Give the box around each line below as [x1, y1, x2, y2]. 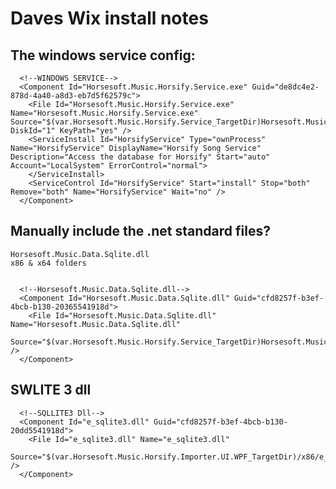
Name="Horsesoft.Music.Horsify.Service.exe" [10, 108, 199, 118]
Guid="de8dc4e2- [251, 82, 320, 92]
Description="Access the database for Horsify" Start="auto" [10, 152, 271, 162]
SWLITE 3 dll [10, 382, 92, 399]
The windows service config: [10, 47, 196, 64]
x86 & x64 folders [10, 258, 87, 268]
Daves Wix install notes [10, 7, 209, 30]
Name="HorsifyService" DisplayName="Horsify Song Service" [10, 143, 262, 153]
